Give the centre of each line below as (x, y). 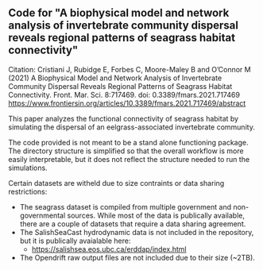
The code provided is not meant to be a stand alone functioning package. (128, 142)
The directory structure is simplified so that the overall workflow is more (126, 151)
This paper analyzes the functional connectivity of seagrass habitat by (124, 118)
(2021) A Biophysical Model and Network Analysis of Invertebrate (115, 78)
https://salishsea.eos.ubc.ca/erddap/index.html (109, 249)
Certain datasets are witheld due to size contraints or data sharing (116, 183)
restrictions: (28, 191)
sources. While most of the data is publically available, (156, 215)
